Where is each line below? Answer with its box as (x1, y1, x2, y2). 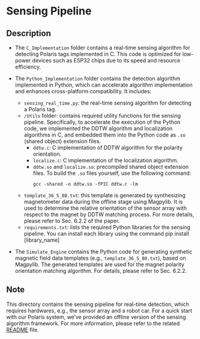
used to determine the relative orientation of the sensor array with (23, 204, 187, 212)
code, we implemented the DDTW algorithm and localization (23, 125, 173, 132)
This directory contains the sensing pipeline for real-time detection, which (6, 301, 189, 308)
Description (6, 28, 51, 38)
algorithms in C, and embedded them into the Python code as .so (23, 131, 186, 138)
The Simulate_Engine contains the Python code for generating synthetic (14, 248, 193, 255)
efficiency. (14, 63, 41, 70)
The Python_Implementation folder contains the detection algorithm (14, 75, 181, 82)
